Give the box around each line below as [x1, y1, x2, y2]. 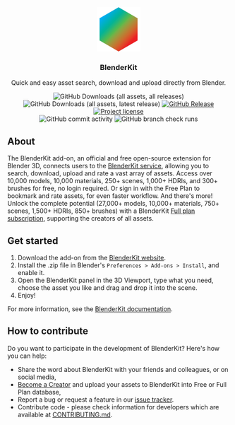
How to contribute [7, 325, 89, 337]
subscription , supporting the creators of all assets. [7, 214, 154, 223]
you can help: [7, 351, 47, 360]
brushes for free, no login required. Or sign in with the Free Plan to [7, 184, 200, 193]
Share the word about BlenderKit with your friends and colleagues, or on [17, 365, 229, 373]
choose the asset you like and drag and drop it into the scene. [17, 283, 198, 292]
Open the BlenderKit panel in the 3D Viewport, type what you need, [17, 276, 214, 284]
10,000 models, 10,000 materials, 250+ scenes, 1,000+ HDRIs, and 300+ [7, 177, 218, 185]
